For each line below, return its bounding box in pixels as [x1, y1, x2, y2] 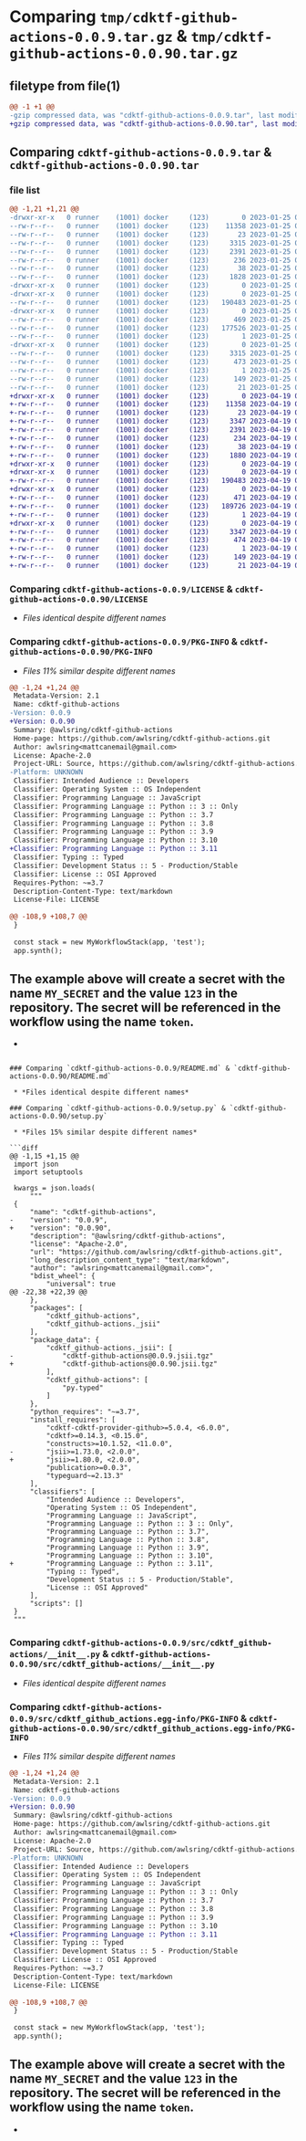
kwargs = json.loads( [13, 1184, 96, 1193]
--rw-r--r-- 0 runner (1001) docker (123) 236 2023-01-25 [9, 256, 291, 265]
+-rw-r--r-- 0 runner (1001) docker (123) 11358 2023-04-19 [9, 400, 291, 409]
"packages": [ [29, 1304, 84, 1313]
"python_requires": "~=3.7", [29, 1408, 141, 1417]
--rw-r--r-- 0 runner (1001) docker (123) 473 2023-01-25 [9, 358, 291, 367]
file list [9, 184, 41, 196]
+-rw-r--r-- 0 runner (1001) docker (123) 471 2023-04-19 [9, 493, 291, 503]
